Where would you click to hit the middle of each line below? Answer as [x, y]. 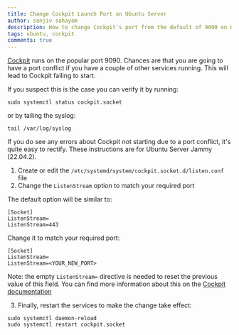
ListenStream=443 [33, 225]
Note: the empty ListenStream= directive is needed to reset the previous [113, 277]
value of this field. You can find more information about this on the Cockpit [117, 284]
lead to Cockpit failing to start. [52, 76]
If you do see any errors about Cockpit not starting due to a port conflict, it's [119, 142]
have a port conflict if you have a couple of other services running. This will [118, 68]
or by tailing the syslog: [42, 116]
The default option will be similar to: [60, 199]
